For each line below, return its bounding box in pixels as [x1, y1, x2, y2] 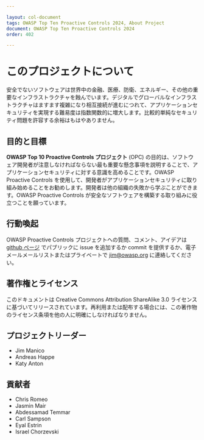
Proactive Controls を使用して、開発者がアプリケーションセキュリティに [6, 176, 187, 183]
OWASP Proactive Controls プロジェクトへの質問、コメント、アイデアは [6, 236, 187, 243]
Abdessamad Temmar [15, 409, 71, 416]
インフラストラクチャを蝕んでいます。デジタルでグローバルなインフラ [16, 94, 192, 101]
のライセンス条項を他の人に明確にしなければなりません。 [6, 311, 150, 318]
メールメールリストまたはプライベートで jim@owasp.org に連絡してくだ [6, 251, 187, 258]
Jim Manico [15, 347, 44, 354]
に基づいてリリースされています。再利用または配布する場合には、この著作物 [6, 303, 198, 311]
